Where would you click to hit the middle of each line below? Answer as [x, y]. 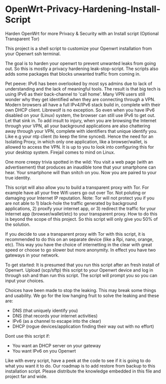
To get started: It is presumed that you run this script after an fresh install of [82, 265]
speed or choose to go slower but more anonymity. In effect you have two [81, 250]
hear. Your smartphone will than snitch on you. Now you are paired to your [81, 172]
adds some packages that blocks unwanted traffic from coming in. [73, 74]
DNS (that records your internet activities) [55, 316]
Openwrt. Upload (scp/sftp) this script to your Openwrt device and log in [79, 270]
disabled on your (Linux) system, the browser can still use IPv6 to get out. [80, 115]
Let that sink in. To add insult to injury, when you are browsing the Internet [81, 120]
